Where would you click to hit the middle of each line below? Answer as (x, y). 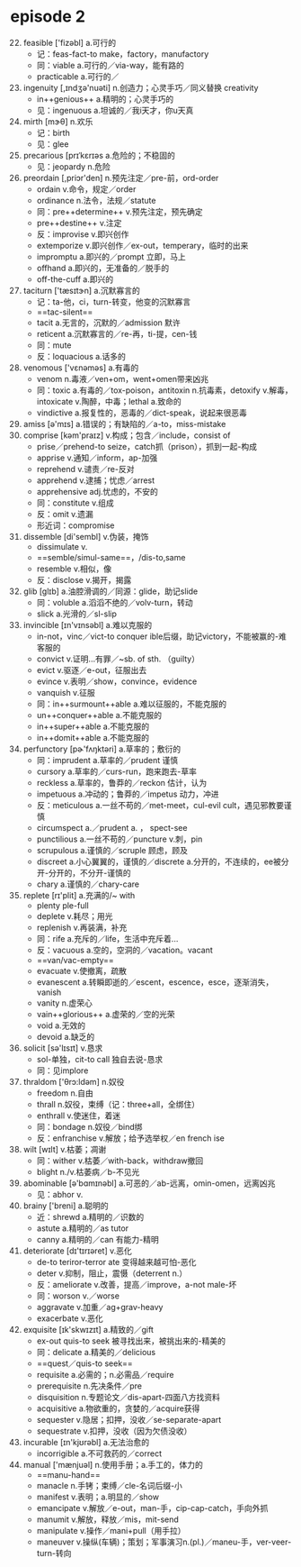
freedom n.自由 (65, 1093)
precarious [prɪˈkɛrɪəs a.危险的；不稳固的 (99, 155)
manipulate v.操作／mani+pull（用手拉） (111, 1530)
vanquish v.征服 (66, 692)
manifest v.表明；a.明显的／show (98, 1497)
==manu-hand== (69, 1474)
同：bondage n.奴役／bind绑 (89, 1126)
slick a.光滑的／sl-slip (77, 614)
